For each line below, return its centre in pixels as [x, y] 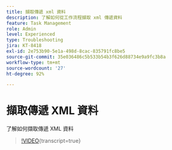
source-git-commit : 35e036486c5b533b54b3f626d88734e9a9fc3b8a [86, 57]
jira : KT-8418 [24, 46]
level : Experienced [31, 34]
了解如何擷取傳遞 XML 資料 [40, 129]
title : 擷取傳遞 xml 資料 [36, 12]
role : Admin [21, 29]
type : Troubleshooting [35, 40]
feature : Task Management [39, 23]
